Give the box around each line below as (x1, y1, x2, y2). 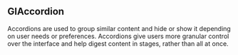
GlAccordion (7, 6, 65, 18)
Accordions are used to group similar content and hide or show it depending (7, 24, 232, 32)
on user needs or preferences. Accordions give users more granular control (7, 32, 229, 40)
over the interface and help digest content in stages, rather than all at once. (7, 39, 229, 48)
